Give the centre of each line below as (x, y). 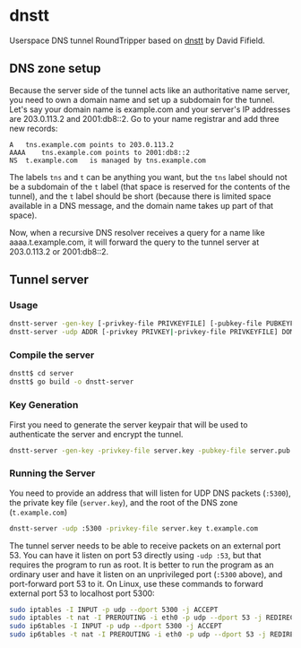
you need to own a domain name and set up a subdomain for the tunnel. (142, 99)
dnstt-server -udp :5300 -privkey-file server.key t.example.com (133, 528)
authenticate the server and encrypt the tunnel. (96, 434)
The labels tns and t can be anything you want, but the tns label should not (149, 177)
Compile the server (52, 355)
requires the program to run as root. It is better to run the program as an (142, 565)
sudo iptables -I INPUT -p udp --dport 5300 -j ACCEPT (114, 609)
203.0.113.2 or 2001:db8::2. (59, 251)
